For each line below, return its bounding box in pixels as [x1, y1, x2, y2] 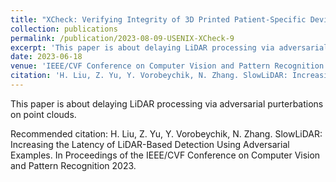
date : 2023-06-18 [10, 52, 83, 62]
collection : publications [10, 24, 118, 34]
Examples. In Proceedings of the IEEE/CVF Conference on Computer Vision [10, 149, 321, 161]
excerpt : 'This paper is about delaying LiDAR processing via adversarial [10, 42, 329, 53]
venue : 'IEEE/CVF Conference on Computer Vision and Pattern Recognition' [10, 61, 329, 71]
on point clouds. [10, 108, 77, 120]
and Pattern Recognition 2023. [10, 159, 137, 171]
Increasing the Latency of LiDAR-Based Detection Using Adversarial [10, 138, 290, 150]
